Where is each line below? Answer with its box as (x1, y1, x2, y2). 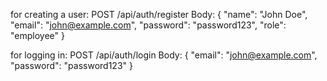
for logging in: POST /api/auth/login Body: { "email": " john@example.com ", (10, 49, 318, 61)
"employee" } (10, 30, 65, 41)
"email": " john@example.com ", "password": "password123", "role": (10, 19, 287, 31)
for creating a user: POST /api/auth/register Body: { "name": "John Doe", (10, 9, 308, 20)
